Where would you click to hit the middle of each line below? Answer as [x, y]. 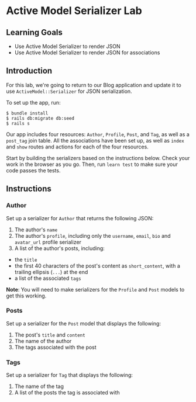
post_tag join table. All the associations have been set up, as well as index [95, 140]
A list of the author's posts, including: [60, 248]
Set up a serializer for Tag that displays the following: [70, 375]
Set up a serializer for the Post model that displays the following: [83, 323]
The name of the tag [39, 386]
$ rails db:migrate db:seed [40, 118]
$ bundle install [27, 113]
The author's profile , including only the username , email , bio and [92, 235]
